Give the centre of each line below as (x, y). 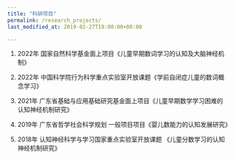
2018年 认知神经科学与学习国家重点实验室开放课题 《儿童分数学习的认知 (121, 139)
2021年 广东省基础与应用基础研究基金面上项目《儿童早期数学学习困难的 (120, 101)
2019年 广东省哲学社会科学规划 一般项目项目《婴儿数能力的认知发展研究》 (124, 125)
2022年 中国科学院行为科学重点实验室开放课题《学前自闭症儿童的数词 (118, 77)
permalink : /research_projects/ (54, 20)
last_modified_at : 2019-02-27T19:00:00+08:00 (74, 27)
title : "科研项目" (32, 14)
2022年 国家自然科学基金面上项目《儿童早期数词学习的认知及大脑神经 (118, 54)
